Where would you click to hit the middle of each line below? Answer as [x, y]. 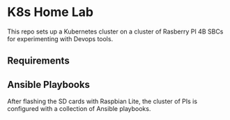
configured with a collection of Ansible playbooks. [79, 109]
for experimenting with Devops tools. [60, 38]
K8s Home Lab [51, 12]
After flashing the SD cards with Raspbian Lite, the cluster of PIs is [102, 101]
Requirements [38, 61]
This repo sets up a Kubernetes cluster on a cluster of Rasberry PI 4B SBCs [115, 31]
